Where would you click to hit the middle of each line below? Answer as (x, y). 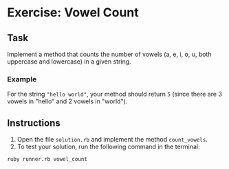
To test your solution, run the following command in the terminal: (108, 147)
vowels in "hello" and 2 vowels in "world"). (67, 101)
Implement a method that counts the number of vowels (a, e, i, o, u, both (109, 54)
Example (22, 79)
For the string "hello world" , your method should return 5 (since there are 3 (115, 94)
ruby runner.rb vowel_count (47, 159)
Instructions (34, 123)
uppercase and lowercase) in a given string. (69, 62)
